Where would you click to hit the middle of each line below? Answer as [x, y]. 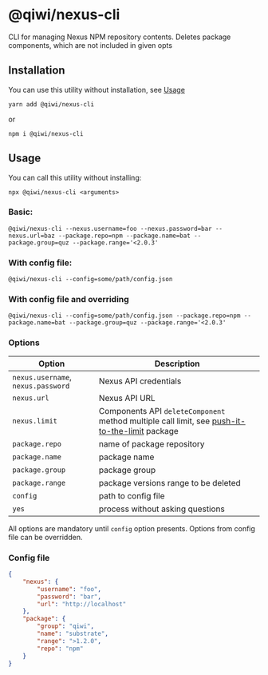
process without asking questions [162, 509]
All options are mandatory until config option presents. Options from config [132, 528]
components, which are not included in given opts [91, 45]
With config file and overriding [69, 300]
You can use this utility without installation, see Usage [97, 89]
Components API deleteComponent [162, 411]
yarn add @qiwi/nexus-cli [51, 104]
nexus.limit [35, 421]
